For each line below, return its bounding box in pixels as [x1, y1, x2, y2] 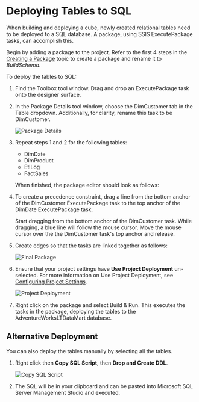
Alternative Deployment [6, 332, 98, 342]
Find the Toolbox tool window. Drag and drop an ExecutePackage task [14, 84, 189, 91]
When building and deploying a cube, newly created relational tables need [6, 24, 191, 31]
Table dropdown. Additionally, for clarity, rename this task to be [14, 109, 173, 116]
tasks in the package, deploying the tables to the [14, 308, 136, 315]
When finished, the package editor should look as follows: [14, 181, 159, 188]
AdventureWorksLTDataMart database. [14, 314, 112, 321]
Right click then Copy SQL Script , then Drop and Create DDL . [14, 359, 168, 366]
